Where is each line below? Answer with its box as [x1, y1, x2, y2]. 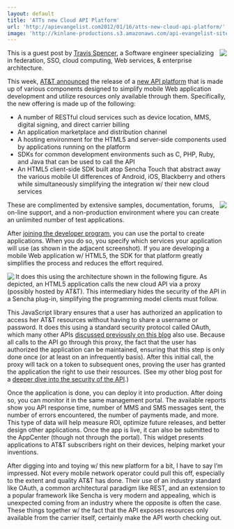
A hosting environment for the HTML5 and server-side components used [17, 136, 226, 144]
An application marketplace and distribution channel [17, 128, 167, 136]
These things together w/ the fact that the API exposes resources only [7, 506, 209, 514]
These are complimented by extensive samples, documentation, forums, [7, 201, 214, 210]
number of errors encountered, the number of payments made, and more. [7, 411, 219, 419]
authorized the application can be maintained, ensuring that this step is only [7, 345, 225, 354]
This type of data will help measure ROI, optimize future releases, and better [7, 419, 226, 427]
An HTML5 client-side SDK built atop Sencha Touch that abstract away [17, 165, 221, 173]
